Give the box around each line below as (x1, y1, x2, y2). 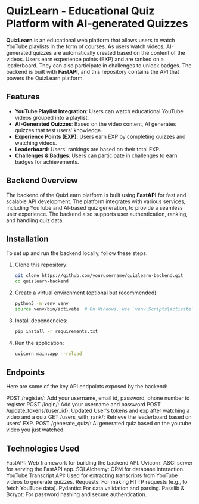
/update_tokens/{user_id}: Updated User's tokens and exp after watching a (6, 407, 190, 415)
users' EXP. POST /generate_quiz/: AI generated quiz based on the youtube (6, 420, 192, 427)
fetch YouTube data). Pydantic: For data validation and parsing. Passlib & (6, 484, 185, 492)
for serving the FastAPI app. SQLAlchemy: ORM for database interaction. (6, 466, 185, 473)
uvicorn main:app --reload (14, 350, 82, 357)
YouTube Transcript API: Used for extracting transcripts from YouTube (6, 472, 178, 479)
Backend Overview (6, 176, 79, 186)
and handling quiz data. (6, 216, 64, 224)
